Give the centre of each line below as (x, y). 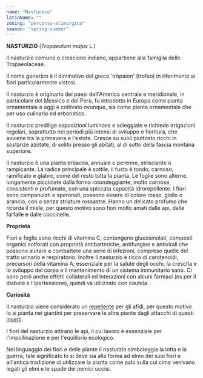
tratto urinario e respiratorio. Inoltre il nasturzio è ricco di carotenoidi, (92, 257)
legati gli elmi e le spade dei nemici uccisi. (59, 369)
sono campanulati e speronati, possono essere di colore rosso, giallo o (95, 195)
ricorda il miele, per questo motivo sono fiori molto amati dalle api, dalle (95, 208)
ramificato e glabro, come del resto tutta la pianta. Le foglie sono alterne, (97, 176)
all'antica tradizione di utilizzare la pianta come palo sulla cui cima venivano (101, 362)
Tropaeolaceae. (26, 64)
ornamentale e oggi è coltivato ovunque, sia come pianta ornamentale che (99, 107)
